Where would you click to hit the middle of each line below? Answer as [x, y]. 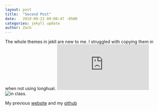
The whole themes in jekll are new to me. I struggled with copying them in [79, 42]
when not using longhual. [31, 89]
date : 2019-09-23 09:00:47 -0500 [41, 19]
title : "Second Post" [28, 14]
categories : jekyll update [33, 23]
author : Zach [18, 28]
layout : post [18, 10]
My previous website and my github [41, 103]
